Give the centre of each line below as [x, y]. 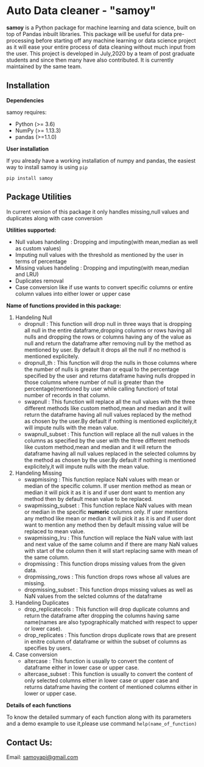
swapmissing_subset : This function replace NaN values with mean [108, 505]
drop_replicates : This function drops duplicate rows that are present [110, 635]
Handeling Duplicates [42, 602]
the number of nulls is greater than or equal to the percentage [102, 369]
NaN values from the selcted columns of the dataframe [93, 596]
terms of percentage [41, 261]
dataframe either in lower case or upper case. [82, 667]
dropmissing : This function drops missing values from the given [105, 564]
